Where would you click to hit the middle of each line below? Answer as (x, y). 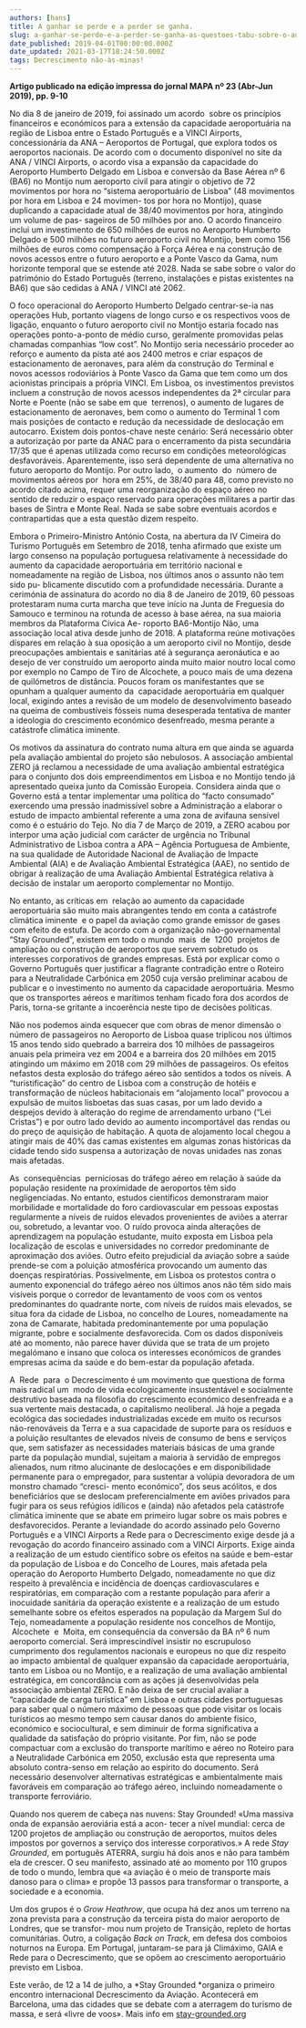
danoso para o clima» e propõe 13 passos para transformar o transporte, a (149, 1882)
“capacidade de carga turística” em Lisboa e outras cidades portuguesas (147, 1699)
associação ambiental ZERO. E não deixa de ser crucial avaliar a (129, 1690)
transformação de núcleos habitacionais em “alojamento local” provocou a (149, 1093)
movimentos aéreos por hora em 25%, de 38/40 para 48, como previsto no (152, 480)
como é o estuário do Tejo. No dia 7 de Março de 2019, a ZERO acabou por (150, 825)
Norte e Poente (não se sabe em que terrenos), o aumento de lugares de (147, 402)
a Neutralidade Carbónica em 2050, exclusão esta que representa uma (143, 1757)
